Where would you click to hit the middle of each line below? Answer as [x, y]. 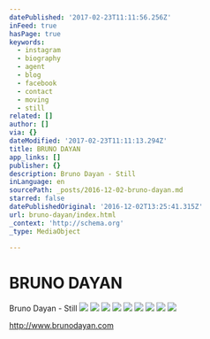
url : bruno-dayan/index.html [63, 215]
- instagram [39, 50]
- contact [35, 91]
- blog [29, 75]
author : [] [29, 125]
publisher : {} [35, 166]
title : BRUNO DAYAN [45, 149]
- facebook [37, 83]
